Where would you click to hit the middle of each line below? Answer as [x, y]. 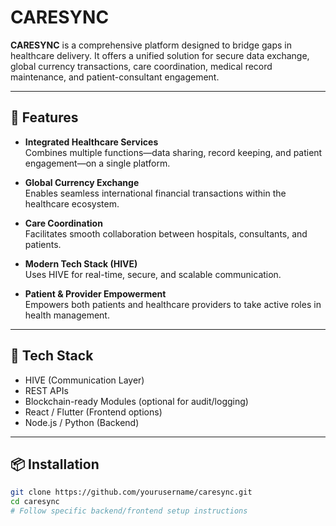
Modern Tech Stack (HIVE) [81, 263]
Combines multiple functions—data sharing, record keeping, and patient [173, 152]
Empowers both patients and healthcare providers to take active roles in [173, 304]
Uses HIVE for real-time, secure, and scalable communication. [153, 274]
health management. [67, 315]
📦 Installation [55, 464]
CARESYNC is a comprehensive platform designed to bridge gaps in [151, 45]
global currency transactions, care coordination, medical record [141, 66]
